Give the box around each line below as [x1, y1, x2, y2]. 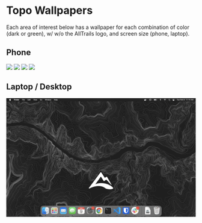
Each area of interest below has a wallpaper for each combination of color [6, 24, 189, 31]
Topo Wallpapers [6, 4, 93, 17]
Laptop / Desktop [6, 82, 72, 92]
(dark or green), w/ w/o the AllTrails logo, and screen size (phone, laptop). [6, 30, 190, 37]
